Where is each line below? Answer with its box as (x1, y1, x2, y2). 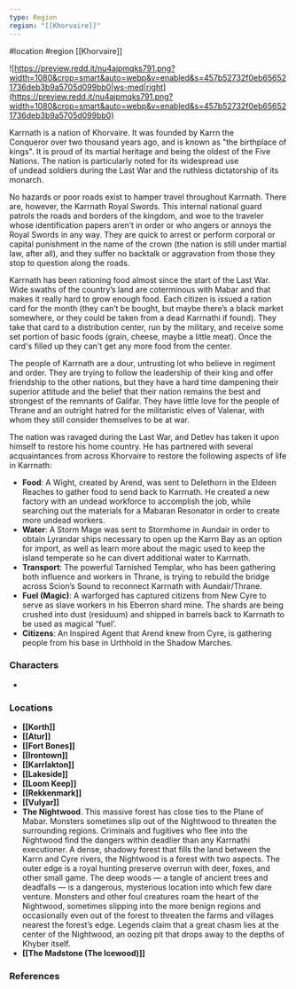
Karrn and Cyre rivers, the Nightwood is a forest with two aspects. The (21, 853, 281, 865)
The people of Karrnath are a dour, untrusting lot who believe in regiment (9, 357, 277, 368)
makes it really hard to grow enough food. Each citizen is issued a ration (9, 294, 272, 304)
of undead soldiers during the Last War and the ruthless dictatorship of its (9, 165, 279, 176)
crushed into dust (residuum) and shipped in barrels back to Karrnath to (21, 608, 285, 619)
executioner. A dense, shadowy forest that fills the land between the (21, 844, 271, 855)
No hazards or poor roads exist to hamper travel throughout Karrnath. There (9, 192, 287, 202)
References (9, 970, 60, 983)
